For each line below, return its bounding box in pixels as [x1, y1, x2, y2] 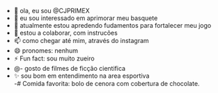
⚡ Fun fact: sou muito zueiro [13, 54, 95, 62]
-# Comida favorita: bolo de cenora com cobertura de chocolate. [13, 80, 200, 87]
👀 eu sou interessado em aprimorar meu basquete [13, 14, 158, 22]
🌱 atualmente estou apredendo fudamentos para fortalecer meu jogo [13, 22, 212, 29]
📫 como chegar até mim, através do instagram [13, 37, 150, 44]
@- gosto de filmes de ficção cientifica [13, 65, 126, 72]
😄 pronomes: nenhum [13, 46, 79, 55]
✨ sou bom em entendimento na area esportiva [13, 71, 150, 80]
